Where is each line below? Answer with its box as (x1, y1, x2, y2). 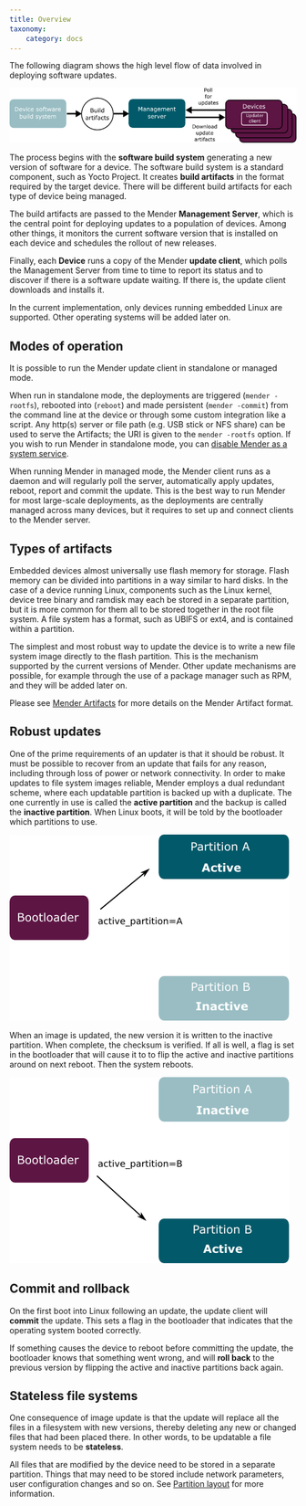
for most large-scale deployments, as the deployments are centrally (9, 495, 264, 506)
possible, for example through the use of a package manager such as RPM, (9, 669, 292, 680)
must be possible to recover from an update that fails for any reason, (9, 758, 267, 769)
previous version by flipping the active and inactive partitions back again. (9, 1362, 284, 1373)
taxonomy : (9, 24, 47, 34)
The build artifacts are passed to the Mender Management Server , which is (9, 208, 294, 219)
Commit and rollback (9, 1281, 130, 1297)
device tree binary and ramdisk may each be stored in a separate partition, (9, 594, 290, 605)
